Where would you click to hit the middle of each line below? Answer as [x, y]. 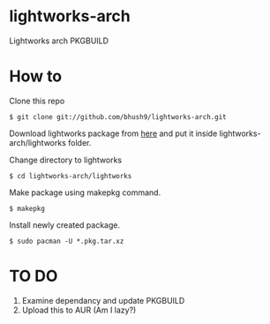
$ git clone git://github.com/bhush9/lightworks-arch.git [118, 117]
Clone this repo [37, 101]
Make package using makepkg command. [85, 192]
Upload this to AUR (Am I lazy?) [79, 310]
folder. [79, 142]
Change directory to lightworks [65, 160]
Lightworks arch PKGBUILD [59, 41]
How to [36, 76]
